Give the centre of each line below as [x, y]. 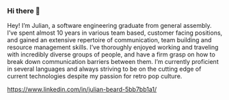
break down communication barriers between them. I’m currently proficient [113, 62]
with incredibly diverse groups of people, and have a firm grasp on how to [111, 54]
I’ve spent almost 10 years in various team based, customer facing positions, [115, 33]
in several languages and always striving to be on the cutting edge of [104, 69]
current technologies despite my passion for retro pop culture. [95, 76]
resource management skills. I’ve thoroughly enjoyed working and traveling [113, 48]
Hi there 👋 [24, 11]
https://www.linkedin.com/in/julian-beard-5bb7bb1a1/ [82, 89]
